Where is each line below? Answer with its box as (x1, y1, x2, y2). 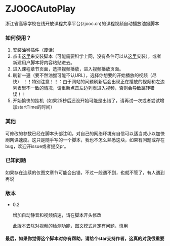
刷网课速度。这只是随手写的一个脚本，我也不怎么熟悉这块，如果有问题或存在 (5, 136, 165, 143)
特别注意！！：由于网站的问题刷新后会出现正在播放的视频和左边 (31, 79, 165, 85)
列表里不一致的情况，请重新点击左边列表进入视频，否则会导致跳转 (12, 85, 150, 91)
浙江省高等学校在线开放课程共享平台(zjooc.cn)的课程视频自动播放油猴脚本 (5, 20, 159, 26)
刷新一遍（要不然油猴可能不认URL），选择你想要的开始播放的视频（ (12, 72, 153, 79)
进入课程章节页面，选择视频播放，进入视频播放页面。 (12, 66, 124, 72)
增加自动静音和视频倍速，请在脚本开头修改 (12, 212, 102, 218)
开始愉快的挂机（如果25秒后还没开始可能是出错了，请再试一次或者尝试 (12, 97, 160, 104)
